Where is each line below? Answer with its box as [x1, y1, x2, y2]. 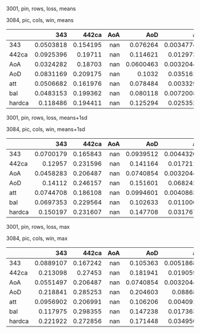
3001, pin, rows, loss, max [6, 223, 70, 230]
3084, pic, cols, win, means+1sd [6, 126, 85, 133]
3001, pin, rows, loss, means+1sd [6, 114, 87, 121]
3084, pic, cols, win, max [6, 235, 68, 242]
